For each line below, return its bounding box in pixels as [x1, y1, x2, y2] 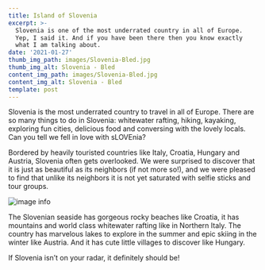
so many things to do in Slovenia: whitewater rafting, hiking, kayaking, [8, 116, 236, 125]
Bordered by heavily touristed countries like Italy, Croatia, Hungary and [8, 148, 240, 157]
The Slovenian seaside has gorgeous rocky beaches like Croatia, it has [8, 212, 240, 222]
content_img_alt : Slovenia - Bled [8, 78, 123, 86]
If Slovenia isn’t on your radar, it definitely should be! [8, 253, 180, 263]
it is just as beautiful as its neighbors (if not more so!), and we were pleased [8, 164, 255, 175]
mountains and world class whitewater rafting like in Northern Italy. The [8, 221, 242, 230]
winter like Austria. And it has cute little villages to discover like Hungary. [8, 237, 246, 247]
